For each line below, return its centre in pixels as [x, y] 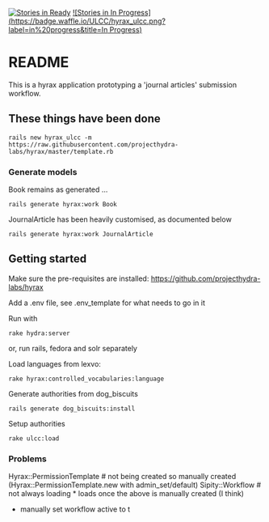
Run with [23, 318]
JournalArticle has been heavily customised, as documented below [120, 219]
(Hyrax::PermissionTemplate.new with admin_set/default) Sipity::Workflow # [135, 485]
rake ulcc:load [34, 438]
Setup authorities [37, 423]
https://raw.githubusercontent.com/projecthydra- [94, 144]
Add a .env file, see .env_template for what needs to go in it [107, 303]
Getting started [48, 259]
